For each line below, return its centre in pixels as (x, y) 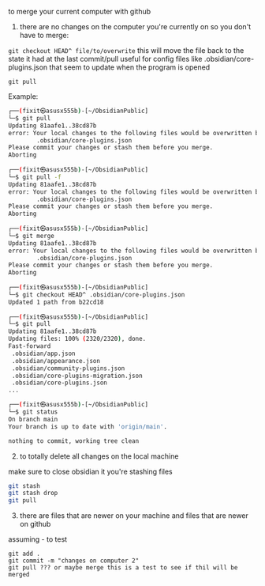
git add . (24, 554)
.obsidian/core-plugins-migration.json (77, 376)
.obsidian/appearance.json (56, 361)
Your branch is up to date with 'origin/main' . (88, 426)
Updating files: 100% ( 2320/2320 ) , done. (77, 339)
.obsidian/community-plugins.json (68, 368)
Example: (23, 96)
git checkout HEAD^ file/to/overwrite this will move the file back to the (126, 50)
